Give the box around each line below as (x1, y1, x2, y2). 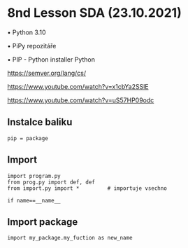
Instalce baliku (7, 116, 73, 128)
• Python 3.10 (7, 28, 46, 36)
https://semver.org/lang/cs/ (7, 69, 86, 77)
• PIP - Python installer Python (7, 55, 96, 64)
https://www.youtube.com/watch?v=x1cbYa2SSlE (7, 82, 149, 90)
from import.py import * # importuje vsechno (7, 184, 168, 192)
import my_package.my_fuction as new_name (7, 235, 133, 242)
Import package (7, 216, 78, 228)
